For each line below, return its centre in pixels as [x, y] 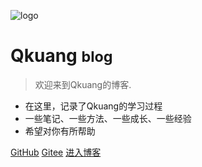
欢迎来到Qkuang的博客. [83, 84]
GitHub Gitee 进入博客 [56, 152]
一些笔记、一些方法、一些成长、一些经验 [108, 118]
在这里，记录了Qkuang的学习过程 [93, 106]
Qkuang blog [61, 56]
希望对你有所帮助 [60, 131]
